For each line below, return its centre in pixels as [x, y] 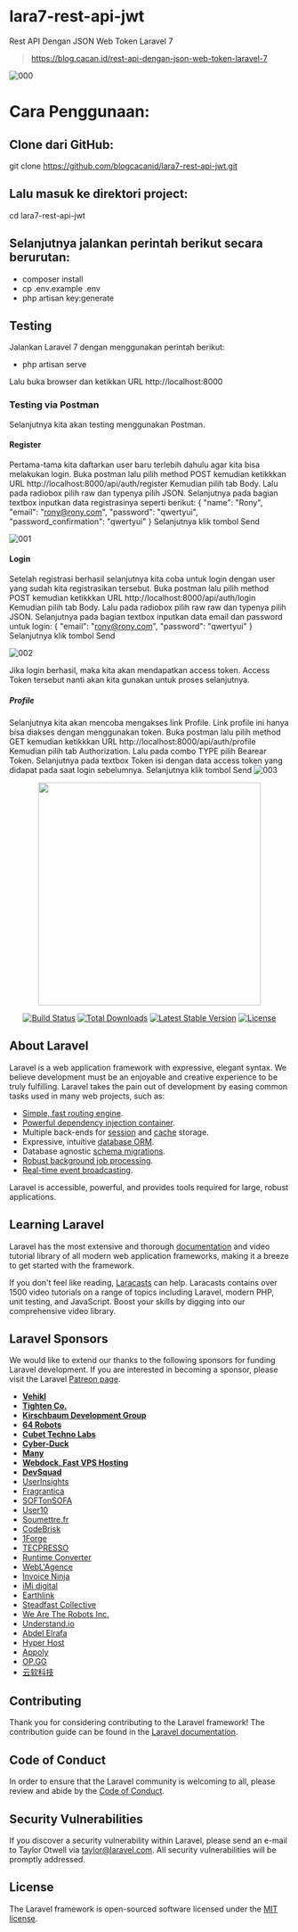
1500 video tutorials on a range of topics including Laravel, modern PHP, [141, 1292]
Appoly [35, 1652]
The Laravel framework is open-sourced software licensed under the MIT [144, 1909]
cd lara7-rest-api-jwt [48, 215]
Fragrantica [43, 1492]
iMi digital [40, 1586]
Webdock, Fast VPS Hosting [75, 1463]
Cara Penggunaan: [80, 112]
